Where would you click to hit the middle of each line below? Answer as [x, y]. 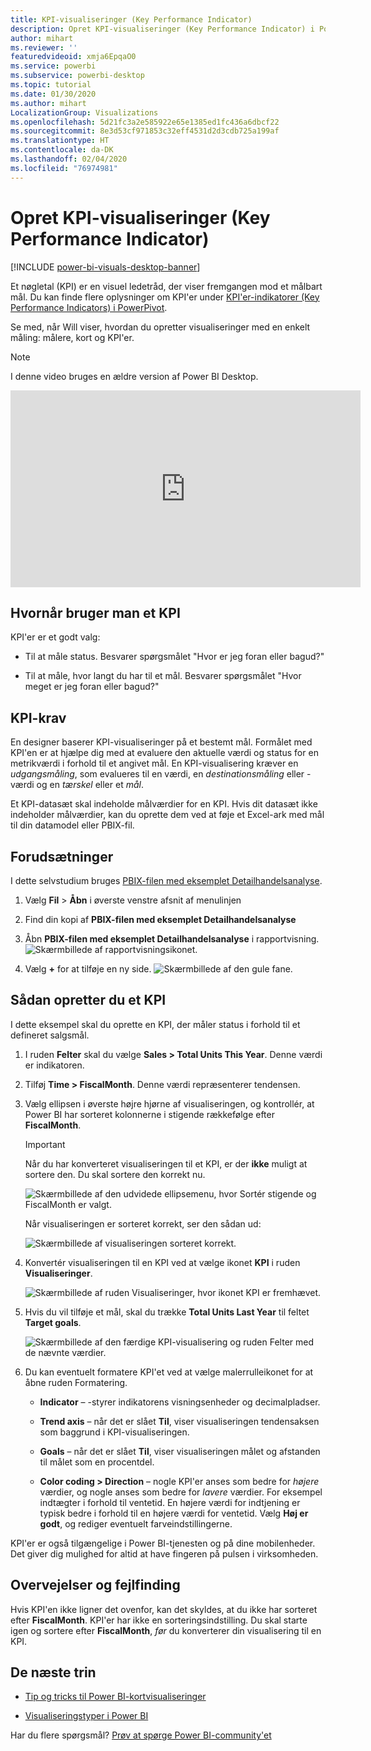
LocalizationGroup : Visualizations [84, 112]
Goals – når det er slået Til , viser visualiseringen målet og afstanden [180, 1451]
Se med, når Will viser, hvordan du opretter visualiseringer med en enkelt [160, 327]
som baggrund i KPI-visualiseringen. [114, 1432]
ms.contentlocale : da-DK [62, 150]
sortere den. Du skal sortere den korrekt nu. [115, 1174]
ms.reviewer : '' [44, 47]
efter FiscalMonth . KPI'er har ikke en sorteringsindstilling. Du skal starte [159, 1620]
